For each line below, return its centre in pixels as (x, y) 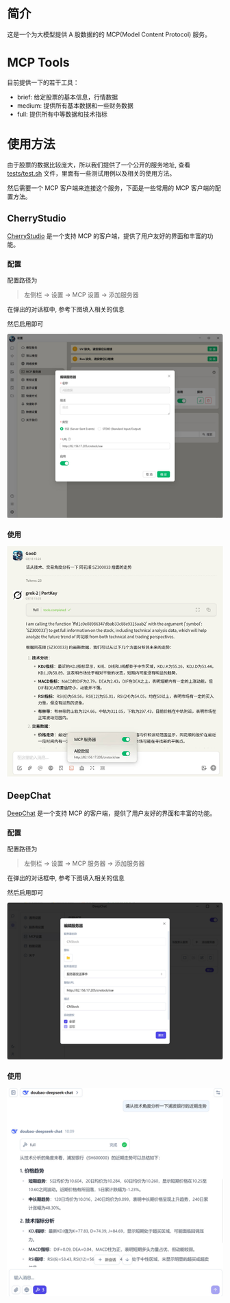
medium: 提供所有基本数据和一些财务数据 (75, 105)
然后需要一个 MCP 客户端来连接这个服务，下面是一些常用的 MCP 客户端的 (111, 188)
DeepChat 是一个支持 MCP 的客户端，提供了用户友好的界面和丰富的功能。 (112, 813)
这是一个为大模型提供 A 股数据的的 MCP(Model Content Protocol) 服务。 (109, 34)
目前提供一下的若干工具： (43, 82)
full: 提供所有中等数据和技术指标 (62, 114)
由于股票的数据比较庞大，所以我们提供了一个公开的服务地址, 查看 (99, 165)
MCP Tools (38, 63)
